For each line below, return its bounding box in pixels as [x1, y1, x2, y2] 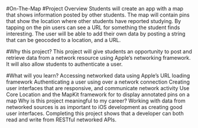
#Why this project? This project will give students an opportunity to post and [6, 48, 192, 55]
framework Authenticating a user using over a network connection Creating [6, 78, 190, 85]
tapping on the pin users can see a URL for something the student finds [6, 24, 180, 31]
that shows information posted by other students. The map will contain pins [6, 11, 190, 18]
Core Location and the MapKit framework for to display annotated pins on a [6, 91, 190, 98]
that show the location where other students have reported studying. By [6, 18, 181, 24]
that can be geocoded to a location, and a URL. [6, 37, 121, 43]
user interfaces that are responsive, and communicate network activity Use [6, 85, 190, 91]
